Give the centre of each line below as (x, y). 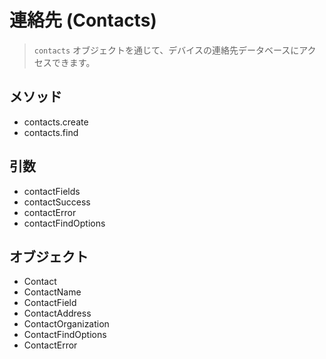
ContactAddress (57, 313)
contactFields (52, 191)
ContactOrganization (66, 324)
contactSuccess (57, 202)
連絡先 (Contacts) (83, 20)
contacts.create (56, 122)
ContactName (52, 292)
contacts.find (51, 132)
